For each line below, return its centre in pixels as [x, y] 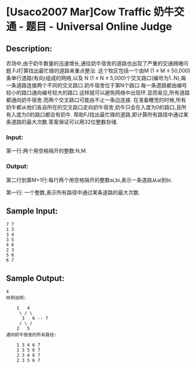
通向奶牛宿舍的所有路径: [31, 335]
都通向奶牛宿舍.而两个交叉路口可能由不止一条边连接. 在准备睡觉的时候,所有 [96, 100]
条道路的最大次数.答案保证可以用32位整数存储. [62, 122]
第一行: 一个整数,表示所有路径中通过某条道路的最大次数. [73, 192]
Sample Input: [32, 211]
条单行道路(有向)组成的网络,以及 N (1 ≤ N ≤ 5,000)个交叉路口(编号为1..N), [94, 78]
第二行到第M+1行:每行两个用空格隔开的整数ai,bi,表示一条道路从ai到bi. [89, 180]
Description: [29, 48]
